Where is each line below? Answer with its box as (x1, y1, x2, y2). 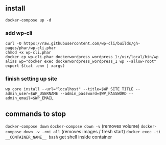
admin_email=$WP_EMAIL (5, 95, 54, 101)
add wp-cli (5, 29, 33, 36)
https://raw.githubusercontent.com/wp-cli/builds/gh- (23, 41, 140, 46)
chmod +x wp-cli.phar (5, 50, 52, 55)
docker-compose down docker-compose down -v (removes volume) (5, 123, 140, 129)
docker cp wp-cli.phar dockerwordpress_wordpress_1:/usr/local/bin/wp (5, 55, 159, 60)
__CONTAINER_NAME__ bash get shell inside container (5, 134, 112, 140)
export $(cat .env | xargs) (5, 63, 65, 68)
